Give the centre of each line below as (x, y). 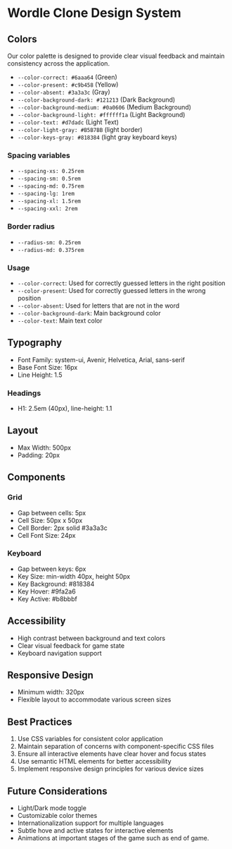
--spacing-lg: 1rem (46, 194)
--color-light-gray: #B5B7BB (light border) (80, 130)
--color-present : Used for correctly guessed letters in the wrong (111, 290)
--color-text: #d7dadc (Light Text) (68, 122)
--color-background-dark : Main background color (89, 313)
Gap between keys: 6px (52, 569)
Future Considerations (57, 791)
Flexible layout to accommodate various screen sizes (94, 699)
